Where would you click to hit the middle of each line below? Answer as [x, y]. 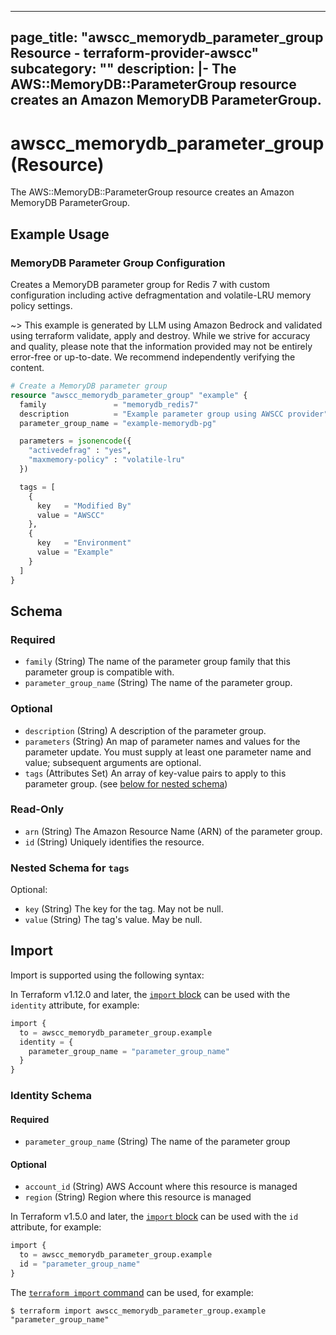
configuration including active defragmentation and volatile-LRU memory [161, 295]
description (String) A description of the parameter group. [145, 730]
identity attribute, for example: [75, 1005]
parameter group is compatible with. [99, 672]
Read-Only [37, 809]
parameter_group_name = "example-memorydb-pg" [118, 423]
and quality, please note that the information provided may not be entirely [161, 347]
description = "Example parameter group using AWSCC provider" [174, 414]
